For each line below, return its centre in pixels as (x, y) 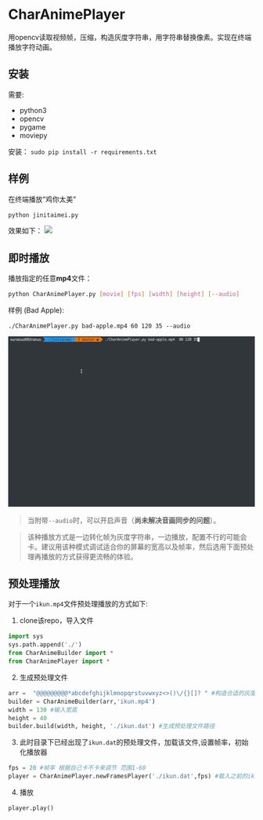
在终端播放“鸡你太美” (42, 199)
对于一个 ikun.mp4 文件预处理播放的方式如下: (78, 604)
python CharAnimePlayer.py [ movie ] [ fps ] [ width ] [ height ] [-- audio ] (124, 295)
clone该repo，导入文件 (56, 620)
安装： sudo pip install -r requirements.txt (83, 152)
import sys (26, 637)
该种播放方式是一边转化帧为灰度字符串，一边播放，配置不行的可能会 (137, 536)
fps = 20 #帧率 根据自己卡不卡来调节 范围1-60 (77, 768)
